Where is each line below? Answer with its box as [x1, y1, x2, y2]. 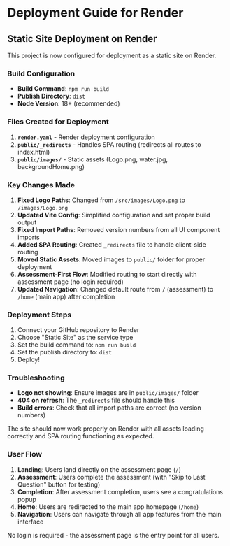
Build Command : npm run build [17, 85, 110, 93]
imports [17, 233, 40, 241]
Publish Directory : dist [17, 92, 86, 101]
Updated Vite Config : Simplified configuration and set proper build [17, 210, 211, 219]
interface [17, 517, 44, 526]
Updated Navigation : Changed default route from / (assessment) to [17, 285, 214, 293]
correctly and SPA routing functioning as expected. [7, 432, 154, 440]
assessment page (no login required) [17, 278, 124, 286]
